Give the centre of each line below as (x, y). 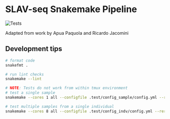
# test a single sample (30, 93)
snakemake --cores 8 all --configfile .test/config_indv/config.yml (79, 111)
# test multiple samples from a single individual (60, 106)
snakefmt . (17, 65)
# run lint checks (25, 74)
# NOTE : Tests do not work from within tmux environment (67, 88)
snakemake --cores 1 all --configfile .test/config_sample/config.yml (81, 97)
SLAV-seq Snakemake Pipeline (71, 9)
